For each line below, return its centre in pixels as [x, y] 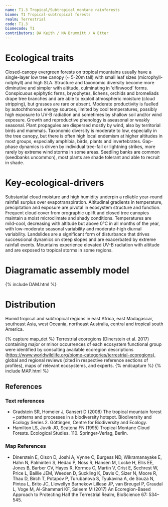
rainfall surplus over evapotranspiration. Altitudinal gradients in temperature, [84, 202]
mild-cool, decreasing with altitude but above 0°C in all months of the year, [83, 223]
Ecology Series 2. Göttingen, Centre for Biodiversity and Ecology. [80, 423]
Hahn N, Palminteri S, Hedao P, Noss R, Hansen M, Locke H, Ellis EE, [83, 462]
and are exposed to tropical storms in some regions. [59, 250]
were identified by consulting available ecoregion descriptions [69, 349]
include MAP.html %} [27, 371]
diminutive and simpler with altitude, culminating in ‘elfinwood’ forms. [77, 88]
